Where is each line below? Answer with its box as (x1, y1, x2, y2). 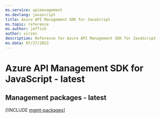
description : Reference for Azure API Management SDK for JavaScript (5, 36, 156, 41)
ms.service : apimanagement (5, 7, 63, 13)
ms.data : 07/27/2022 (5, 41, 49, 46)
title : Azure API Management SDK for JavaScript (5, 17, 111, 22)
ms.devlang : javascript (5, 12, 56, 17)
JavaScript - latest (5, 73, 85, 84)
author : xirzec (5, 31, 38, 36)
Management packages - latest (5, 94, 107, 102)
